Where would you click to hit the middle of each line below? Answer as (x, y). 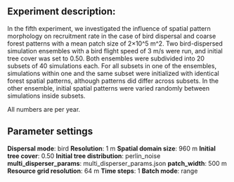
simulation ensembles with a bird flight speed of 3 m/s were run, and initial (115, 51)
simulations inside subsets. (46, 96)
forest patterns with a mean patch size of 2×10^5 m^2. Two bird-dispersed (115, 43)
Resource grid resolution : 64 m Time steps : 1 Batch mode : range (103, 171)
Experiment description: (61, 12)
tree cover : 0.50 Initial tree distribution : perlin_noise (84, 156)
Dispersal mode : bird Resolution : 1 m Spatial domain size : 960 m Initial (111, 148)
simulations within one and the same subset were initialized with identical (113, 73)
